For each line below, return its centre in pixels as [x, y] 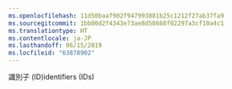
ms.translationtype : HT [48, 30]
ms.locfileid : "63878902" [51, 53]
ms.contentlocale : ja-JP [50, 38]
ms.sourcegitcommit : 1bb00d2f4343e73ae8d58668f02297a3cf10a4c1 [116, 23]
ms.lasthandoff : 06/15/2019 [55, 46]
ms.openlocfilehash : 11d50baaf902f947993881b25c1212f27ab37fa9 [116, 16]
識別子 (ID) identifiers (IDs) [51, 77]
